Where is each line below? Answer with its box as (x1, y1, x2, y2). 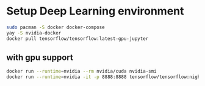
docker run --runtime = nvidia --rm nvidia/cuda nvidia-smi (6, 68, 157, 74)
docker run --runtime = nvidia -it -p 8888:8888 (6, 74, 127, 80)
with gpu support (6, 52, 73, 62)
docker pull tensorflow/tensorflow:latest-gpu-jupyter (6, 35, 149, 42)
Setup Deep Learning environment (6, 4, 184, 18)
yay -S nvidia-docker (6, 30, 62, 36)
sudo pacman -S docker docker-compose (6, 24, 105, 30)
